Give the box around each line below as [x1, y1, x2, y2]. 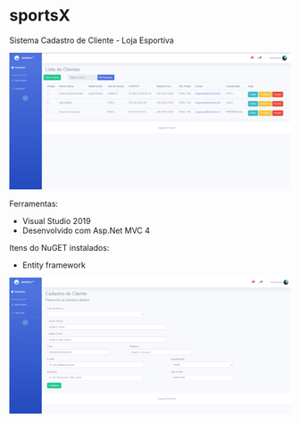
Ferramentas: [9, 198, 59, 209]
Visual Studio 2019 [21, 215, 91, 226]
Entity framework [21, 260, 87, 270]
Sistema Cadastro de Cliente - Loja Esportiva [9, 35, 174, 46]
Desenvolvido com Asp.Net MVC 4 [21, 225, 150, 236]
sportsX [9, 5, 71, 26]
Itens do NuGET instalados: [9, 242, 110, 253]
